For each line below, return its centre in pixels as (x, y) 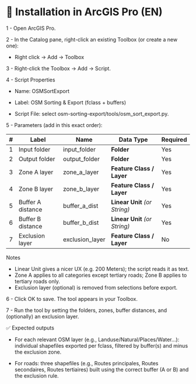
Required (174, 139)
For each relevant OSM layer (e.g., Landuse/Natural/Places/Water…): (97, 340)
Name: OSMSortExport (42, 91)
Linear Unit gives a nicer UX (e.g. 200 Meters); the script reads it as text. (102, 269)
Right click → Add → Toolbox (49, 57)
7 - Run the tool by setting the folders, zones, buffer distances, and (87, 310)
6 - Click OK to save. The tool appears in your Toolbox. (72, 299)
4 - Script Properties (31, 80)
